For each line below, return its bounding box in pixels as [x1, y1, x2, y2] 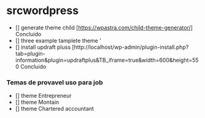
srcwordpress [6, 4, 79, 18]
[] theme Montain [15, 98, 60, 106]
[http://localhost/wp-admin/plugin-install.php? [71, 43, 189, 51]
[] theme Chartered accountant [15, 105, 94, 112]
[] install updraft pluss [15, 43, 71, 51]
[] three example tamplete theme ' [15, 37, 101, 44]
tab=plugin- [15, 50, 46, 57]
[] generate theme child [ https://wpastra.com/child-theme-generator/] [15, 24, 193, 31]
